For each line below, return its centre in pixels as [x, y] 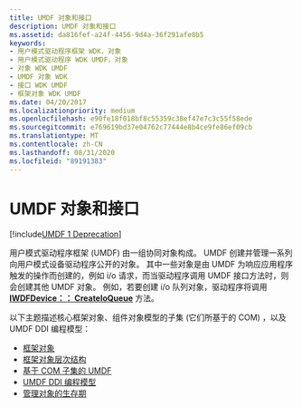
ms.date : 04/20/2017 [48, 102]
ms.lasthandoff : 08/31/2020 [62, 152]
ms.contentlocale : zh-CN [56, 144]
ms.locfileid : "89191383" [58, 161]
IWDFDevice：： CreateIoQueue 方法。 [85, 298]
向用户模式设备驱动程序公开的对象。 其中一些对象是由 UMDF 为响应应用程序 [151, 265]
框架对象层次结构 [54, 360]
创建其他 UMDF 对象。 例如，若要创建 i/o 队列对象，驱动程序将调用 [142, 287]
